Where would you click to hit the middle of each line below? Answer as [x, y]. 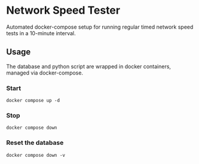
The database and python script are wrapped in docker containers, [89, 66]
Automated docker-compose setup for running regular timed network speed [100, 27]
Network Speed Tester [63, 10]
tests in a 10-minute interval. [41, 33]
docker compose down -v [36, 155]
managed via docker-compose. [45, 73]
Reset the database [35, 143]
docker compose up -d [33, 101]
